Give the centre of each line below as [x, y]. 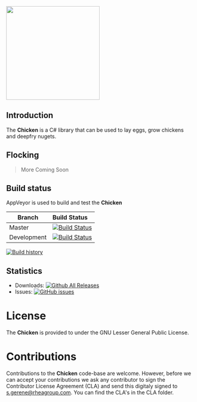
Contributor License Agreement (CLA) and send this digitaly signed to [92, 386]
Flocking [23, 155]
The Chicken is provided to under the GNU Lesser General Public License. [98, 333]
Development [28, 237]
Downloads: [30, 285]
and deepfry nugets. [31, 136]
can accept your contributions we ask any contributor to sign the [86, 380]
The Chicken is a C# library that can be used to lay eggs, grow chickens [95, 130]
